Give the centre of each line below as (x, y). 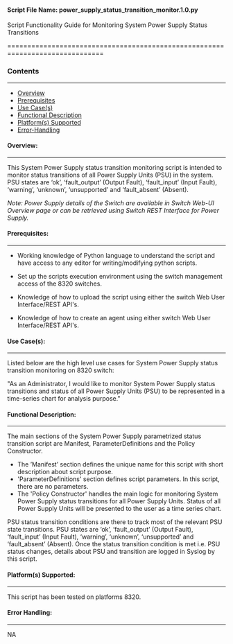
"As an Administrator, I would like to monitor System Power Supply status (111, 384)
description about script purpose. (65, 472)
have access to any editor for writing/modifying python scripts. (107, 263)
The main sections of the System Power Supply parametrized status (104, 436)
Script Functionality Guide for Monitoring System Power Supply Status (107, 25)
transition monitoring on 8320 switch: (61, 370)
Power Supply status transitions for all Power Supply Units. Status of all (119, 501)
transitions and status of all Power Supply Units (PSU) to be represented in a (116, 391)
